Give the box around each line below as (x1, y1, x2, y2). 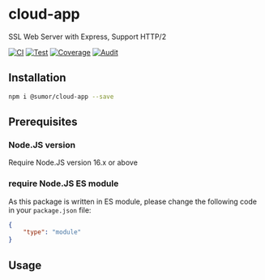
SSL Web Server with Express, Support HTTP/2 (8, 32, 167, 41)
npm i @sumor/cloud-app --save (8, 93, 114, 101)
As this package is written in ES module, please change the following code (8, 196, 258, 206)
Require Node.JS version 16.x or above (8, 157, 138, 167)
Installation (8, 71, 66, 85)
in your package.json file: (8, 205, 92, 215)
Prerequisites (8, 115, 78, 129)
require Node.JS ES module (8, 178, 119, 189)
